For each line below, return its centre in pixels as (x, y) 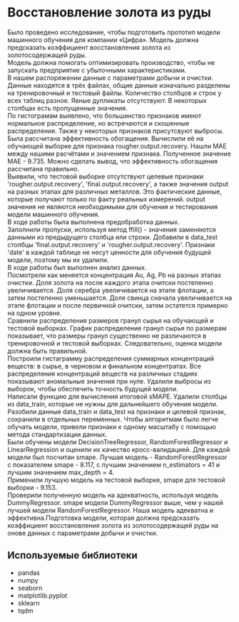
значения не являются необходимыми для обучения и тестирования (112, 206)
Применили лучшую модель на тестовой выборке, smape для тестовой (117, 480)
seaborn (30, 588)
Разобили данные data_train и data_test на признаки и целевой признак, (117, 411)
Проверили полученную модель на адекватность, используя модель (113, 495)
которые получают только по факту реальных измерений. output (106, 199)
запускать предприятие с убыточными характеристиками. (97, 70)
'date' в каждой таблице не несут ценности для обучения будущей (110, 252)
